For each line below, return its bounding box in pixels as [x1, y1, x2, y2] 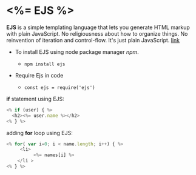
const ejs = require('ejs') [24, 84, 95, 91]
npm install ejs [24, 61, 66, 67]
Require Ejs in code [15, 71, 64, 79]
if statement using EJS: [6, 95, 65, 102]
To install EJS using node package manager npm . [15, 48, 140, 55]
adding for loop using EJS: [6, 129, 73, 136]
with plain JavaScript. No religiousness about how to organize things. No [6, 30, 188, 37]
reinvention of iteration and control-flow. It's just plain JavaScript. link [6, 36, 180, 44]
